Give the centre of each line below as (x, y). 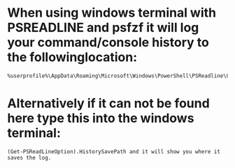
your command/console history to (108, 43)
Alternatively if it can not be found (108, 104)
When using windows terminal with (112, 13)
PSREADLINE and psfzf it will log (103, 28)
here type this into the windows (101, 118)
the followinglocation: (72, 58)
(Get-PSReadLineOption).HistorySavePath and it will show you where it (114, 151)
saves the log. (29, 158)
